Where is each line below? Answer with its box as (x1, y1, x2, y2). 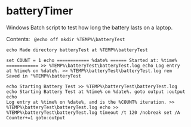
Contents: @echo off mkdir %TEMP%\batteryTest (6, 35, 125, 42)
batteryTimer (6, 4, 73, 18)
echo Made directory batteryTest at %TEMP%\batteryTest (6, 47, 148, 53)
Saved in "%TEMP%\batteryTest (6, 73, 82, 79)
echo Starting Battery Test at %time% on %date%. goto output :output (6, 88, 186, 95)
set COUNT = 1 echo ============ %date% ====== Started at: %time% (6, 57, 178, 63)
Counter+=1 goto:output (6, 114, 66, 120)
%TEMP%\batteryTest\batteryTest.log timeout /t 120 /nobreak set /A (6, 109, 180, 116)
